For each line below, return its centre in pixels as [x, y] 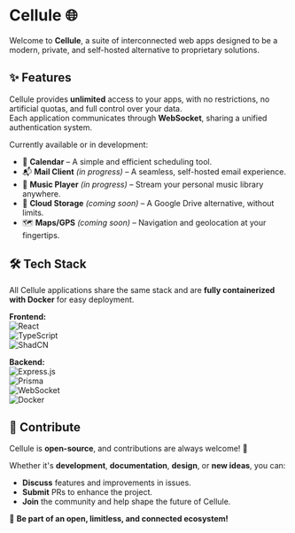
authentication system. [51, 127]
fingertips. [41, 235]
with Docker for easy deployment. [72, 299]
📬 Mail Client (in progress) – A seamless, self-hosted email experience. [154, 171]
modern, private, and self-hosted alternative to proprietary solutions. [134, 50]
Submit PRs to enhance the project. [87, 492]
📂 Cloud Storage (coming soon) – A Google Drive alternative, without [148, 203]
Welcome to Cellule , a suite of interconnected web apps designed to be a [144, 40]
